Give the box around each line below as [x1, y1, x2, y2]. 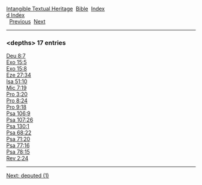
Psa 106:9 [6, 110, 31, 117]
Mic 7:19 [6, 84, 27, 92]
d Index [6, 11, 25, 19]
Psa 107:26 [6, 116, 34, 124]
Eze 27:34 [6, 72, 31, 79]
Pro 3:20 [6, 90, 28, 98]
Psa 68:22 [6, 129, 32, 136]
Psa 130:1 [6, 123, 30, 130]
